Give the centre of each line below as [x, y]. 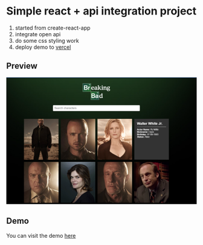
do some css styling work [47, 40]
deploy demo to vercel [43, 47]
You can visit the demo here [41, 235]
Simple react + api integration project [101, 11]
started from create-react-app [53, 28]
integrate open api [38, 34]
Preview [22, 66]
